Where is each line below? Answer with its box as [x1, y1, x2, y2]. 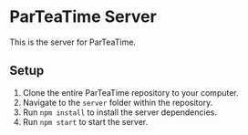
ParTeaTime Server [9, 6, 157, 27]
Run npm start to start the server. [22, 116, 149, 127]
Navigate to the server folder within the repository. [22, 97, 213, 108]
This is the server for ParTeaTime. [9, 36, 137, 47]
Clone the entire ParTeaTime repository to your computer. [22, 87, 239, 98]
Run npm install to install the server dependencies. [22, 107, 217, 118]
